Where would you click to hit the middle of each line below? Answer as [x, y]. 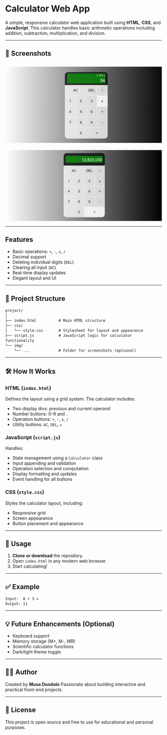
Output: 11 [16, 604]
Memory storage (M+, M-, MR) [44, 641]
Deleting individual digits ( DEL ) [43, 262]
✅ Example [22, 587]
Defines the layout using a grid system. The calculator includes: [70, 399]
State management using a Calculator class [57, 458]
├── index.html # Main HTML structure [55, 321]
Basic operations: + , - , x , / [39, 252]
